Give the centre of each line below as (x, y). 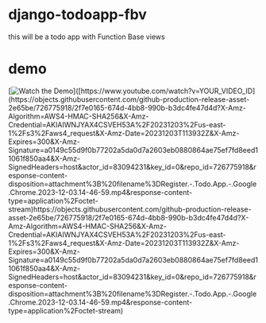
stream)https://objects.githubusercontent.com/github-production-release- (130, 209)
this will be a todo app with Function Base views (87, 37)
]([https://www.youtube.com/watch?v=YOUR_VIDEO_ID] (164, 91)
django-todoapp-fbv (77, 15)
